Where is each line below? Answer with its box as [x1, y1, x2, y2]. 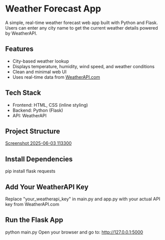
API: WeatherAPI [12, 112, 47, 118]
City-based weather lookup [12, 58, 69, 64]
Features [5, 45, 34, 53]
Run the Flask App [5, 216, 64, 224]
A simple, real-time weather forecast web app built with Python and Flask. [5, 20, 158, 26]
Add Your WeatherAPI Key [5, 182, 89, 191]
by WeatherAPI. [5, 30, 38, 36]
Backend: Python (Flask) [12, 107, 64, 113]
